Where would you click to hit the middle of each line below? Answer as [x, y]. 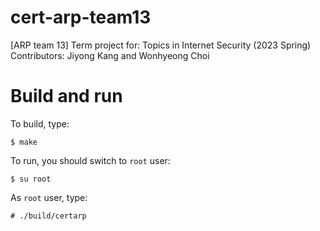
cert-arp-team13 [81, 17]
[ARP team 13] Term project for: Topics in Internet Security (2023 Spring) [161, 45]
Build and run [66, 96]
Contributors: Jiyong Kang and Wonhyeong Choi [110, 55]
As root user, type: [49, 197]
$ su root [31, 179]
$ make [24, 142]
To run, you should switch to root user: [90, 160]
